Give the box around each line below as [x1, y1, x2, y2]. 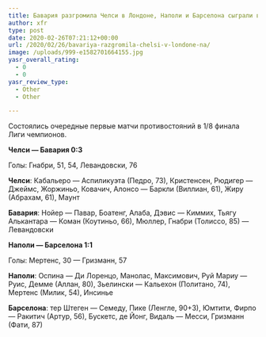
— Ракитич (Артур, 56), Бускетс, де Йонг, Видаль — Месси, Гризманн [8, 312, 245, 321]
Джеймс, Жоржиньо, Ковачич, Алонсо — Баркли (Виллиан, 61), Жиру [8, 184, 244, 194]
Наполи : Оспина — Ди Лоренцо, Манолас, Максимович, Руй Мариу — [8, 271, 248, 281]
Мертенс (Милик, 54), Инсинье [8, 288, 113, 297]
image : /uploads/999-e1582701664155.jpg [8, 48, 144, 56]
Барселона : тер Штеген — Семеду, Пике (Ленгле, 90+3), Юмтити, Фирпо [8, 303, 256, 313]
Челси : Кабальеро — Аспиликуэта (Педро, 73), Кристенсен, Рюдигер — [8, 176, 253, 186]
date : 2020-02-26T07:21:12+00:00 [8, 33, 119, 42]
